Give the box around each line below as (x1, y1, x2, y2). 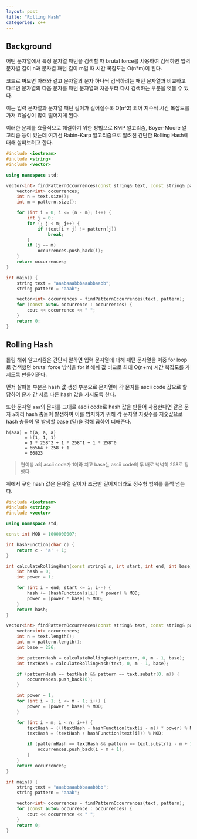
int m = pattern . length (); (16, 639, 83, 645)
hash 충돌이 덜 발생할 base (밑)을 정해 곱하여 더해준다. (6, 418, 132, 425)
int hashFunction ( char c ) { (6, 542, 75, 547)
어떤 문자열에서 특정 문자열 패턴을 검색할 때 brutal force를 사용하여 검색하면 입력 (6, 57, 191, 65)
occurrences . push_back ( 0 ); (27, 676, 93, 682)
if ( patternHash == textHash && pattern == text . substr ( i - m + (27, 741, 188, 747)
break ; (47, 231, 64, 238)
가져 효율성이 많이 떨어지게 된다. (6, 112, 80, 119)
